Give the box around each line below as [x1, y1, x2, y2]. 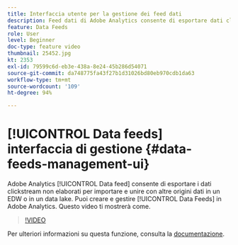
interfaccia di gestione [7, 141, 143, 157]
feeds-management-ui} [7, 156, 150, 172]
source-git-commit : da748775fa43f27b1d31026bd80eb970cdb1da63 [7, 69, 195, 76]
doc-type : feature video [7, 43, 81, 50]
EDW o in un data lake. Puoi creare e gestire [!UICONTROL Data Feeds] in [7, 195, 222, 203]
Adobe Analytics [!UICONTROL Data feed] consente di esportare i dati [7, 180, 212, 188]
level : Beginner [7, 37, 55, 44]
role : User [7, 30, 40, 38]
